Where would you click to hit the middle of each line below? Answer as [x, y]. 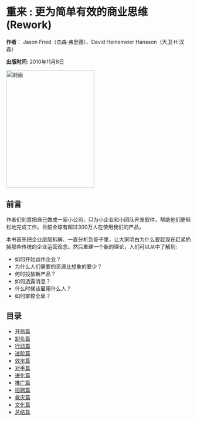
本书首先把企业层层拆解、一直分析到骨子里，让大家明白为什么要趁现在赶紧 [96, 239]
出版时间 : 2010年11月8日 [35, 62]
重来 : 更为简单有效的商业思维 [77, 12]
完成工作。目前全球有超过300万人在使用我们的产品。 [80, 227]
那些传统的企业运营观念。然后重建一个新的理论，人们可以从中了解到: [94, 246]
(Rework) [29, 25]
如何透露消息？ [33, 281]
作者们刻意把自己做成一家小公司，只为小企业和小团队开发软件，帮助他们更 [96, 219]
